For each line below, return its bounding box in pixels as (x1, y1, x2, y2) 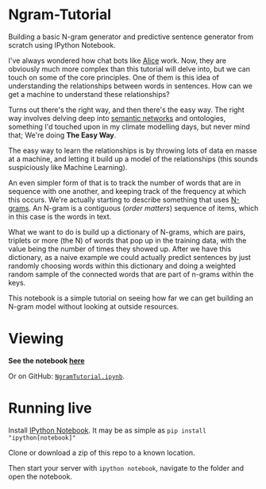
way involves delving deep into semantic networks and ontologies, (8, 113, 226, 122)
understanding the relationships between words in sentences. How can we (8, 81, 253, 91)
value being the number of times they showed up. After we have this (8, 244, 232, 254)
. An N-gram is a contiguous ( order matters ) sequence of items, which (29, 203, 259, 212)
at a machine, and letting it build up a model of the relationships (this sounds (8, 153, 258, 164)
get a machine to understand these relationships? (8, 89, 171, 99)
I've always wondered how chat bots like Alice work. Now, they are (8, 56, 226, 65)
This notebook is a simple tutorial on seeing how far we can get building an (8, 293, 254, 303)
